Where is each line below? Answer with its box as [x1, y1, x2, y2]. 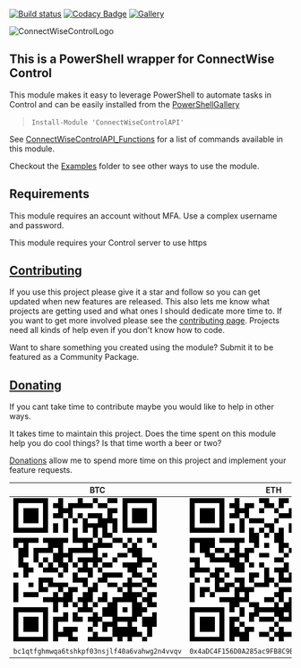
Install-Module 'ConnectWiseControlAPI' [30, 117, 185, 127]
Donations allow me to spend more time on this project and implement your [9, 455, 287, 466]
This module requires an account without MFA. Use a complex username [9, 210, 278, 221]
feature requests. [9, 465, 73, 475]
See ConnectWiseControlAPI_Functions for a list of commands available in [9, 133, 284, 144]
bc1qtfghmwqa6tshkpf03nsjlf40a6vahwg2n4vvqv [13, 647, 182, 656]
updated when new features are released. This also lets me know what [9, 296, 271, 307]
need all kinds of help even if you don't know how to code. [9, 325, 226, 336]
